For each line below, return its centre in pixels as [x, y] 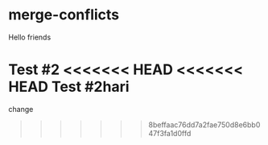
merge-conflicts [64, 15]
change [21, 109]
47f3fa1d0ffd [170, 133]
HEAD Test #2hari [69, 87]
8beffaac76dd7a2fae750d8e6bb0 [204, 124]
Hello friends [30, 37]
